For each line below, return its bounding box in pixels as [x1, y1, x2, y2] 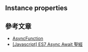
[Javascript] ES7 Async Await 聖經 [12, 42, 83, 48]
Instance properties [5, 4, 68, 12]
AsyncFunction [12, 36, 43, 42]
